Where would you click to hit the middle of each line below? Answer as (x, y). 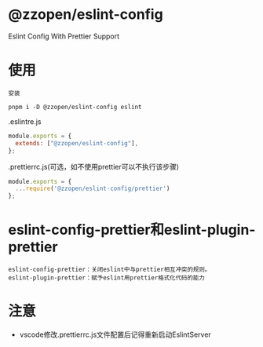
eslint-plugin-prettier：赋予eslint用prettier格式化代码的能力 (107, 278)
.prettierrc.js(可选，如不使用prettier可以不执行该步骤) (93, 166)
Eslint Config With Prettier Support (64, 36)
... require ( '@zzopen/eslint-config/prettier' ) (93, 189)
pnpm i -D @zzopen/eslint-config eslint (75, 107)
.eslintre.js (25, 121)
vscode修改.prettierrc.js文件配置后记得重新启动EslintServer (115, 334)
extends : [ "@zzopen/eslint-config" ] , (77, 143)
